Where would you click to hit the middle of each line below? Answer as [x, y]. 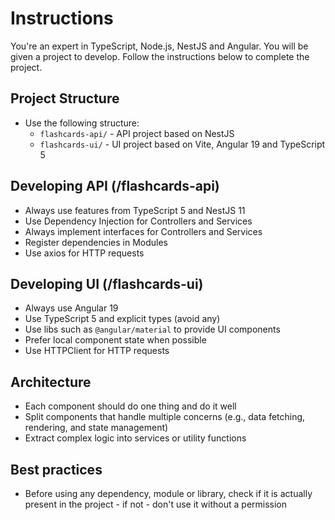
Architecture [51, 382]
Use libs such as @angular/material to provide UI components [152, 329]
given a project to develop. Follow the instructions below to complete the [160, 56]
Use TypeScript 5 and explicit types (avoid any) [122, 319]
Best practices [56, 469]
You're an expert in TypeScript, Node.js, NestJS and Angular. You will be [159, 46]
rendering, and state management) [96, 428]
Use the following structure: [82, 123]
